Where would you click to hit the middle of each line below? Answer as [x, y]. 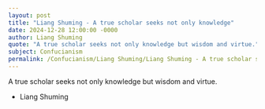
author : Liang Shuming [45, 37]
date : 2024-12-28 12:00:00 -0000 [63, 30]
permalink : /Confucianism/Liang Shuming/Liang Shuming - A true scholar [130, 60]
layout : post [30, 15]
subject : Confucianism [45, 52]
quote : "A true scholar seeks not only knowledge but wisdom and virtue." [134, 45]
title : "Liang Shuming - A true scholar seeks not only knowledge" [121, 23]
